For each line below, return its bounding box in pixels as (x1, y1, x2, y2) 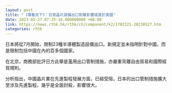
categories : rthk (5, 27, 42, 32)
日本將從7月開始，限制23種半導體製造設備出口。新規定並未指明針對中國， (5, 41, 162, 48)
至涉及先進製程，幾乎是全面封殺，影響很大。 (5, 82, 100, 88)
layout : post (5, 7, 33, 13)
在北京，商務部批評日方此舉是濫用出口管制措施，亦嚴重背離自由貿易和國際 (5, 58, 162, 64)
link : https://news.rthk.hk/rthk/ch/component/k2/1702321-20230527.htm (5, 21, 161, 27)
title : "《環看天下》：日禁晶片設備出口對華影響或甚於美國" (5, 12, 116, 17)
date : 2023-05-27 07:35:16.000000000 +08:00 (5, 17, 102, 22)
